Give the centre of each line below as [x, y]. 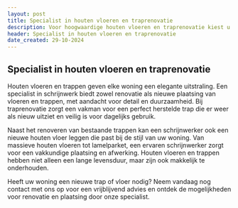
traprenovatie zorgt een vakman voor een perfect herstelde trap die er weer [118, 109]
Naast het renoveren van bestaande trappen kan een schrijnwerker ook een [118, 130]
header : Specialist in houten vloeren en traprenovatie [92, 34]
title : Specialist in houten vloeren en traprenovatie [90, 21]
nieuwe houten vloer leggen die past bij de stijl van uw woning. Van [106, 137]
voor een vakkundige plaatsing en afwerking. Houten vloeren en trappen [114, 153]
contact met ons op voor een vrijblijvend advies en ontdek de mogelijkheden [119, 189]
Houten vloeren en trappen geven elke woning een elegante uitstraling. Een [118, 86]
